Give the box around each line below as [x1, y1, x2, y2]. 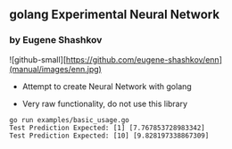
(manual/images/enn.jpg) [9, 63, 103, 74]
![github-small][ [9, 54, 67, 65]
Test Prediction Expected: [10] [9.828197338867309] [9, 131, 210, 140]
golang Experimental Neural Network [9, 7, 220, 22]
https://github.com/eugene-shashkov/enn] [65, 54, 223, 65]
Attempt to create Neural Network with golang [21, 80, 192, 92]
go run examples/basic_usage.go [9, 115, 129, 124]
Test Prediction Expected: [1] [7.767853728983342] [9, 123, 205, 132]
